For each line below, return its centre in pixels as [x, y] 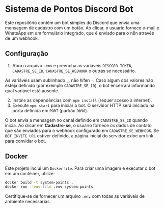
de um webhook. [22, 38]
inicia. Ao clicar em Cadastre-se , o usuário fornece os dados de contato [79, 125]
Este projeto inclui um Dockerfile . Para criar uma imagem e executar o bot [80, 168]
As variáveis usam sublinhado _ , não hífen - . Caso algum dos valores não [79, 80]
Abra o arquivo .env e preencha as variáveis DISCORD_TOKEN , [72, 65]
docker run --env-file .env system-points [49, 187]
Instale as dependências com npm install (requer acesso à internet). [82, 100]
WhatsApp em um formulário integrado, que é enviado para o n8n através [80, 33]
